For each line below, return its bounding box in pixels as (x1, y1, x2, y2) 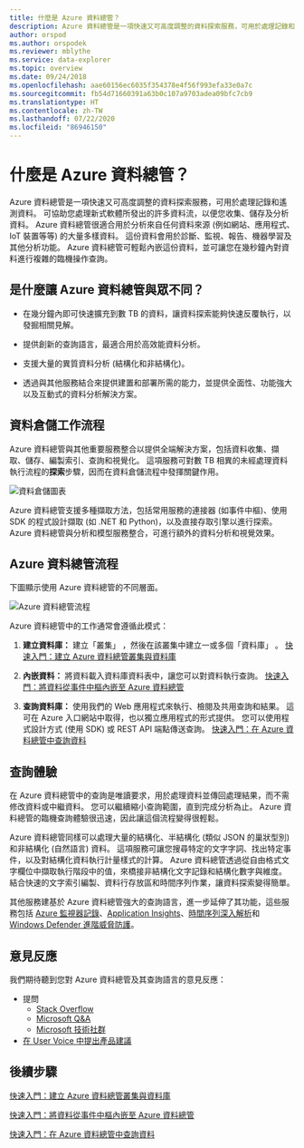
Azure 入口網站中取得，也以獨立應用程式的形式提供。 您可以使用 (40, 713, 282, 724)
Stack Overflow (35, 1004, 94, 1014)
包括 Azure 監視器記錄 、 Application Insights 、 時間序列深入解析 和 (16, 908, 261, 919)
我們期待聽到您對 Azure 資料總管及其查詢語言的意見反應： (9, 974, 226, 985)
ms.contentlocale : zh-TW (9, 106, 103, 115)
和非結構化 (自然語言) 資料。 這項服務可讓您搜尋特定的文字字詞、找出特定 (9, 843, 284, 854)
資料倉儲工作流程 (9, 418, 105, 433)
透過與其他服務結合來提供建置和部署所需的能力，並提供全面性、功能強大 (22, 377, 292, 388)
